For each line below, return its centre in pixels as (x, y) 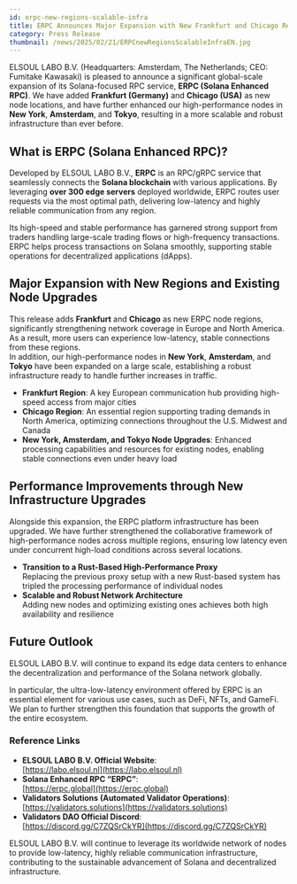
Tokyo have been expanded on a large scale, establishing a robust (130, 366)
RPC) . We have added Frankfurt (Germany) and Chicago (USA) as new (140, 96)
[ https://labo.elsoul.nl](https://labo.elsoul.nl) (102, 769)
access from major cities (92, 402)
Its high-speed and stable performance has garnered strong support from (144, 228)
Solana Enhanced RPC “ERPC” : (80, 779)
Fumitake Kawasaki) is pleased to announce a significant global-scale (136, 77)
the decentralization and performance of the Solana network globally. (136, 672)
